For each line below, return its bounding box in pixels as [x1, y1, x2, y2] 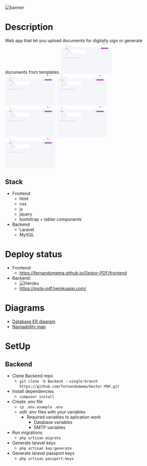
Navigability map [12, 324, 46, 330]
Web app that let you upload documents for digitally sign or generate [5, 37, 143, 43]
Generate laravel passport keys [12, 450, 75, 456]
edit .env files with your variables [19, 409, 86, 415]
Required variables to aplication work [26, 414, 101, 420]
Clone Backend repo [12, 373, 53, 379]
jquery [19, 211, 33, 217]
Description [5, 22, 53, 33]
